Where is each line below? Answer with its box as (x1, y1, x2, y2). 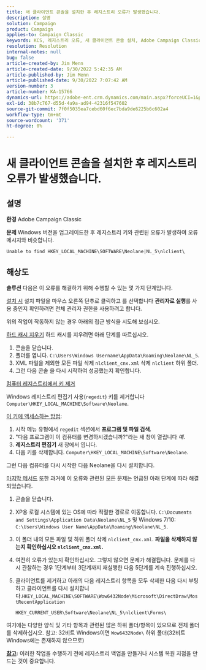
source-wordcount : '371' (6, 117, 70, 123)
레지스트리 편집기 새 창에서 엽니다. (15, 441, 97, 448)
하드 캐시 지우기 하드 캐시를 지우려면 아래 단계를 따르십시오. (6, 330, 149, 338)
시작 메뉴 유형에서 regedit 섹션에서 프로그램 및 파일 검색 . (15, 425, 152, 433)
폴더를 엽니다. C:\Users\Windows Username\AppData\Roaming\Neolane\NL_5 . (15, 351, 200, 359)
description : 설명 (6, 15, 51, 21)
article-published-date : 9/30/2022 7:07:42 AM (6, 77, 128, 83)
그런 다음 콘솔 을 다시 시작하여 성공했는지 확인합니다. (15, 367, 142, 374)
